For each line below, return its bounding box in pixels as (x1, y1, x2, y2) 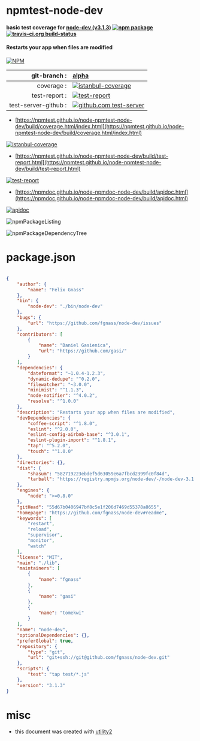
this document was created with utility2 (14, 728, 113, 735)
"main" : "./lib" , (17, 560, 60, 566)
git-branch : (31, 71, 67, 80)
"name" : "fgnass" (38, 577, 82, 583)
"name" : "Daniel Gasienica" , (38, 342, 111, 348)
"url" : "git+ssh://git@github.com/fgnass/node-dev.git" (28, 655, 170, 661)
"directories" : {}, (17, 459, 66, 465)
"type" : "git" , (28, 649, 66, 655)
